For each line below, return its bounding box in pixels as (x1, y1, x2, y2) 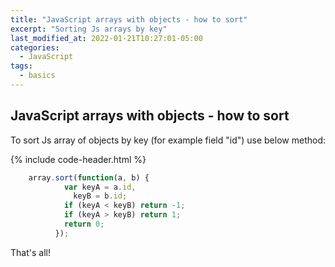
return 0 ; (63, 219, 105, 230)
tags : (10, 61, 33, 71)
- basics (19, 71, 56, 81)
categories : (10, 42, 60, 53)
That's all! (10, 246, 51, 258)
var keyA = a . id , (63, 182, 137, 192)
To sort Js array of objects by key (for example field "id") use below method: (10, 134, 326, 146)
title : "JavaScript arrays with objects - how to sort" (10, 14, 248, 25)
